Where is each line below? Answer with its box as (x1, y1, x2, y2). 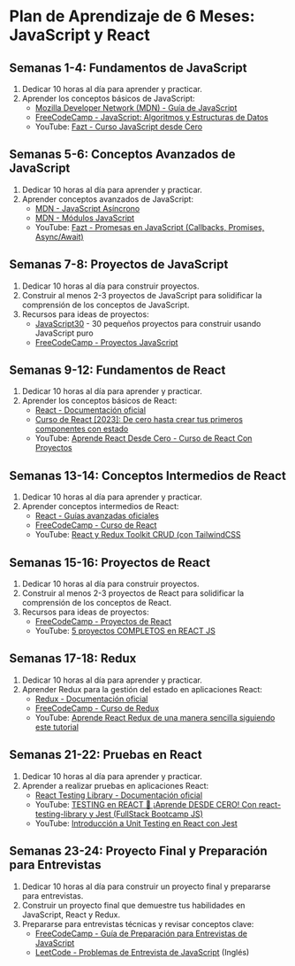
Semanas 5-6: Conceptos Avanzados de (9, 147, 236, 162)
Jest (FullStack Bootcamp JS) (95, 808, 203, 819)
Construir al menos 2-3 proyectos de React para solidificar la (21, 588, 245, 599)
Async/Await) (34, 231, 84, 242)
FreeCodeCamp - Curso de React (34, 520, 157, 530)
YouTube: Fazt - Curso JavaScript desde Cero (34, 121, 203, 132)
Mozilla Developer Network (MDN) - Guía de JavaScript (34, 103, 238, 112)
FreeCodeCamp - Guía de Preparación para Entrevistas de (34, 928, 247, 939)
